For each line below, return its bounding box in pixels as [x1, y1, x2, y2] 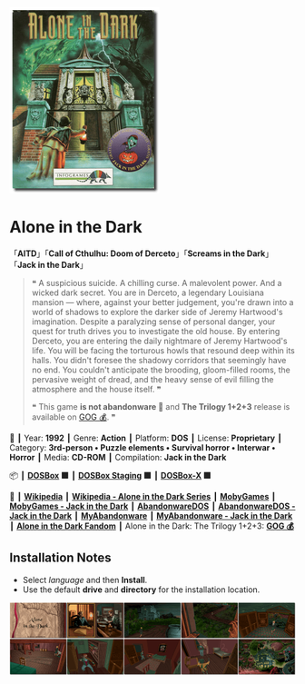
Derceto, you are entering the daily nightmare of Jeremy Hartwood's [31, 335, 288, 346]
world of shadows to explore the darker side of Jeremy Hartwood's [31, 306, 283, 317]
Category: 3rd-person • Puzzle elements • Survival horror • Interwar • [9, 441, 276, 452]
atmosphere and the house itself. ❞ [31, 383, 162, 394]
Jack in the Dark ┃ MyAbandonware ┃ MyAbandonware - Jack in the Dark [9, 510, 293, 520]
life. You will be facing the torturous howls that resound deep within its [31, 344, 295, 356]
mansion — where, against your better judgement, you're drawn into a [31, 296, 294, 307]
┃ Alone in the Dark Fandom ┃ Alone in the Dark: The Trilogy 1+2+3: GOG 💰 [9, 520, 295, 531]
